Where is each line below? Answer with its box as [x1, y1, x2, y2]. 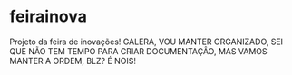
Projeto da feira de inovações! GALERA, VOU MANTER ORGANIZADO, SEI [9, 36, 284, 47]
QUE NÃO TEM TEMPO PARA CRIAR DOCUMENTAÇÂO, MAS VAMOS [9, 45, 268, 56]
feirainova [9, 6, 88, 27]
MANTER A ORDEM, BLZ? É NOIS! [9, 55, 137, 66]
